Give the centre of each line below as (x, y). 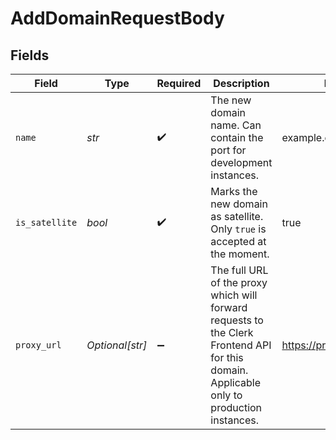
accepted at (238, 241)
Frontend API (241, 345)
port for (228, 150)
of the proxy (239, 282)
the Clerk (232, 332)
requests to (237, 320)
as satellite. (237, 216)
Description (241, 83)
